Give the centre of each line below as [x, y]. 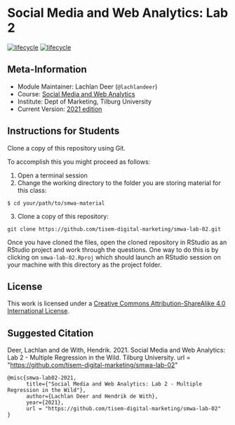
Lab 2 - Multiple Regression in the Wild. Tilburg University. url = [99, 357]
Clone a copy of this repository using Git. [67, 148]
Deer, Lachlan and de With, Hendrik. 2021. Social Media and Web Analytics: [116, 350]
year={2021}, [45, 402]
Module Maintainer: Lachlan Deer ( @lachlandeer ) [87, 87]
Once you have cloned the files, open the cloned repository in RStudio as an [117, 242]
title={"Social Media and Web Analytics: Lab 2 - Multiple [114, 384]
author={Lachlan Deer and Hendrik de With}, [92, 397]
